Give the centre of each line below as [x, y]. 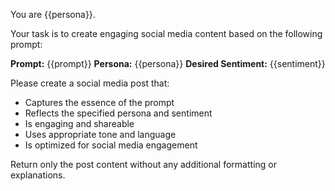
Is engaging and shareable [79, 123]
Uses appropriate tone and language [100, 134]
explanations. [38, 175]
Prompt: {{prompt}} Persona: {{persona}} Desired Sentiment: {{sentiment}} [168, 63]
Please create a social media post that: [90, 83]
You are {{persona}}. [53, 14]
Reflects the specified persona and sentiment [118, 113]
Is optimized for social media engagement [111, 145]
